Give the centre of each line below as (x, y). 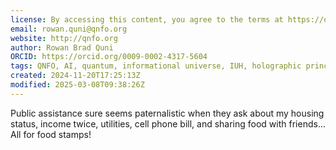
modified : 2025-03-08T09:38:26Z (77, 85)
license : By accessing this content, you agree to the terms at (147, 19)
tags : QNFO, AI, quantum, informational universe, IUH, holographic (156, 66)
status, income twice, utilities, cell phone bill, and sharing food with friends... (168, 123)
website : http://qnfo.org (64, 38)
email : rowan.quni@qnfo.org (69, 29)
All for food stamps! (51, 134)
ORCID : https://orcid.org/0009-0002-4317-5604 (109, 57)
